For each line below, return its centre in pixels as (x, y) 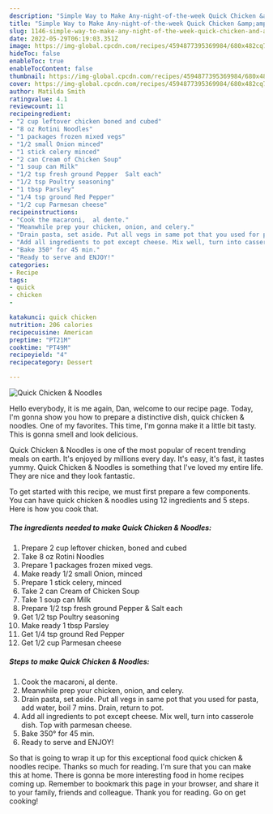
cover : (20, 84)
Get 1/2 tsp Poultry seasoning (70, 617)
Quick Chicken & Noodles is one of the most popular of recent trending (128, 450)
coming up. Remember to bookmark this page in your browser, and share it (134, 783)
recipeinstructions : (44, 212)
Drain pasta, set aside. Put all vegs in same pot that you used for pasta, (139, 699)
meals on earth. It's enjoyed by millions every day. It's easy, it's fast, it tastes (137, 459)
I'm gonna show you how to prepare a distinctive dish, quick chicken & (127, 417)
